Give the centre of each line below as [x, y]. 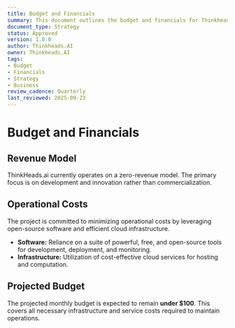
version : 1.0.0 [29, 40]
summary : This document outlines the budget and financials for [103, 20]
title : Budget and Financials [51, 14]
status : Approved [33, 33]
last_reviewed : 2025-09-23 [47, 98]
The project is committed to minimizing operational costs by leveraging [109, 221]
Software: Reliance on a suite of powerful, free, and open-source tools [120, 242]
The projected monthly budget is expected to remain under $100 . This [109, 303]
